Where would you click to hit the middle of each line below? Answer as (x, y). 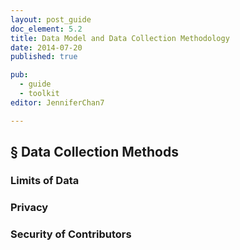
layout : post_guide (51, 19)
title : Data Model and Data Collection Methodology (120, 38)
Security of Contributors (71, 234)
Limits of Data (45, 180)
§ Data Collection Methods (94, 152)
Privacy (29, 207)
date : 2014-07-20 (46, 47)
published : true (44, 57)
